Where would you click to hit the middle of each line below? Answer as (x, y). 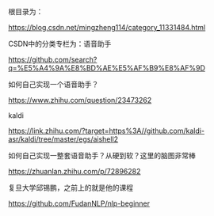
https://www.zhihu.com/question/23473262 (80, 100)
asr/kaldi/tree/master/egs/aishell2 (63, 139)
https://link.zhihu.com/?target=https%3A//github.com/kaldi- (106, 131)
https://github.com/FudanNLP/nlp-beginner (79, 203)
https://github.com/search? (53, 59)
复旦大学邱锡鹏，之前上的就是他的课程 (71, 188)
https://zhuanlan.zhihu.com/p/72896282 (75, 171)
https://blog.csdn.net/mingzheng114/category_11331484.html (107, 27)
